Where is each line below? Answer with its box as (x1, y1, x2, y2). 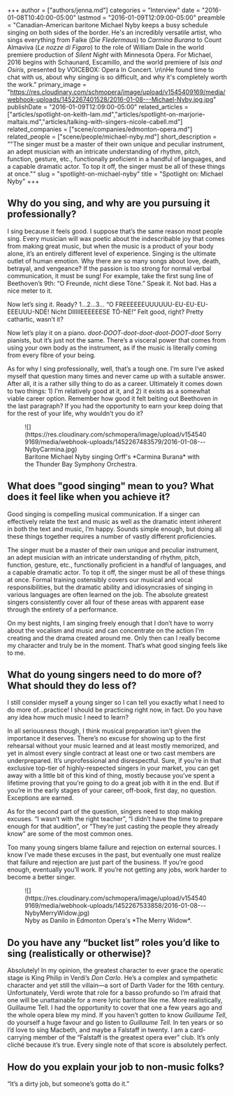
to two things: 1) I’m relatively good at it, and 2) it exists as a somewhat (7, 387, 211, 395)
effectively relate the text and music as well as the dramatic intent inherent (7, 517, 221, 525)
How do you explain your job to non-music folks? (7, 1061, 225, 1073)
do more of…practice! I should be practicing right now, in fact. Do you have (7, 705, 223, 714)
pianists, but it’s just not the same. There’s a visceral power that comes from (7, 336, 226, 344)
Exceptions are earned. (7, 794, 75, 802)
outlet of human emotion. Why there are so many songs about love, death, (7, 256, 221, 265)
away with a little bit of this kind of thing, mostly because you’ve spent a (7, 771, 215, 780)
